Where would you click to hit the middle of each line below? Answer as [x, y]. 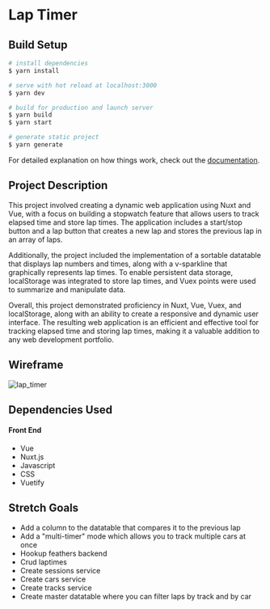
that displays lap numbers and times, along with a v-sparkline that [118, 264]
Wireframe [36, 365]
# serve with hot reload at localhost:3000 [83, 85]
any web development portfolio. [61, 339]
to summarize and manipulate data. [67, 290]
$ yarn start [30, 123]
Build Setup [38, 45]
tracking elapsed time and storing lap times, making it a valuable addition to [134, 331]
